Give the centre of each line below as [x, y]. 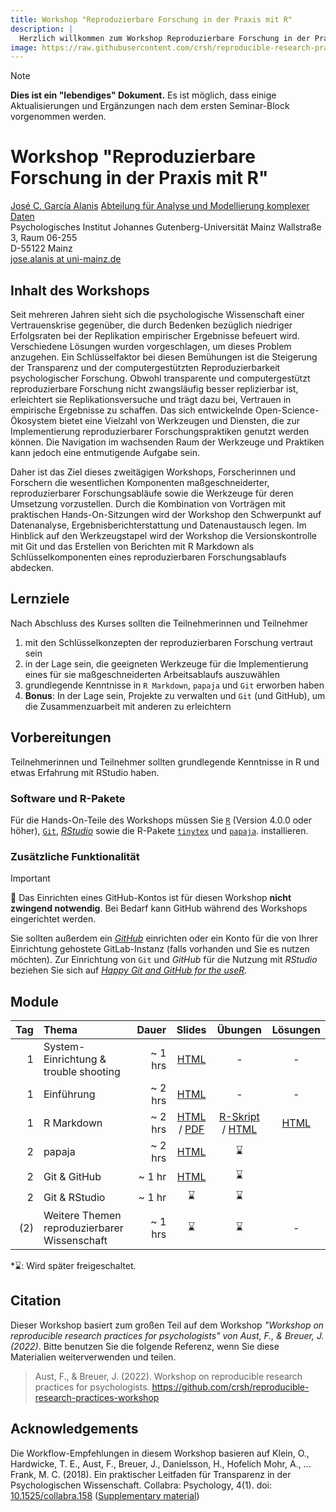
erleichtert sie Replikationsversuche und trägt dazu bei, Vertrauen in [151, 399]
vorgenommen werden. [58, 117]
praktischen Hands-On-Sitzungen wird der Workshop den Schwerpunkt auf [166, 514]
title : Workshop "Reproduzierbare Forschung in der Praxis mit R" [151, 19]
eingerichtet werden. [53, 919]
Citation [36, 1301]
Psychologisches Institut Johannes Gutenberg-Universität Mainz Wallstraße [166, 227]
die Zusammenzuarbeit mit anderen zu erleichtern [128, 706]
